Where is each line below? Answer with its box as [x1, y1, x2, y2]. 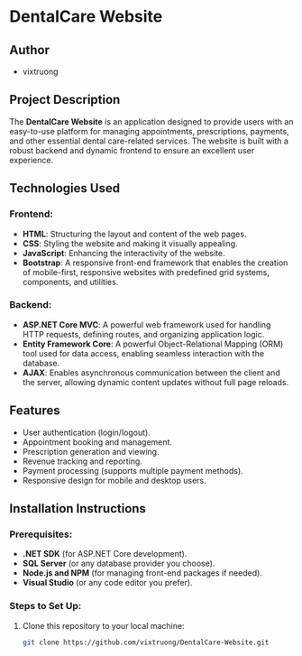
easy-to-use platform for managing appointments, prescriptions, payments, [9, 125, 290, 136]
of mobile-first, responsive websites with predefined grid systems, [22, 266, 270, 277]
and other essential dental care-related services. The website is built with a [9, 135, 288, 146]
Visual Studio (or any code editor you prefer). [22, 577, 193, 588]
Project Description [9, 92, 121, 107]
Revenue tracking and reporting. [22, 456, 142, 467]
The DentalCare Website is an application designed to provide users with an [9, 115, 294, 127]
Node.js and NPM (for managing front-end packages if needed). [22, 568, 263, 578]
